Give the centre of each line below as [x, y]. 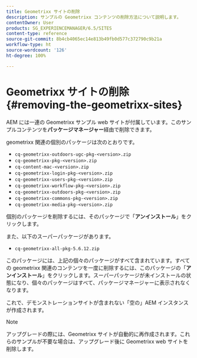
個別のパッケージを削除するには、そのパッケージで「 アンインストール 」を [96, 216]
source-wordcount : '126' [37, 50]
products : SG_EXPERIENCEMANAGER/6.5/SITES [59, 28]
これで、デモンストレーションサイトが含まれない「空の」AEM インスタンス [97, 302]
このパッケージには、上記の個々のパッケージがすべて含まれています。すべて [98, 260]
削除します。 [22, 349]
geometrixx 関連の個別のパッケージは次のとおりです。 [72, 142]
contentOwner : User [30, 22]
